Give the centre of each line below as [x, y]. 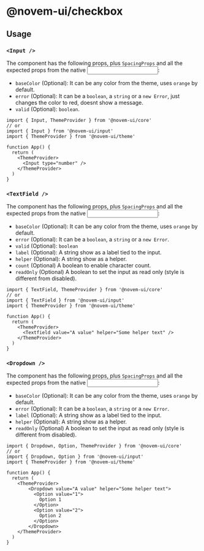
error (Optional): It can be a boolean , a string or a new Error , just [97, 96]
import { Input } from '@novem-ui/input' [60, 131]
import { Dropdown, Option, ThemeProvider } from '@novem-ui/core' [94, 446]
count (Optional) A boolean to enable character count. [83, 265]
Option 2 [50, 516]
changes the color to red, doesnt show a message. [79, 102]
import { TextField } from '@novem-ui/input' [65, 301]
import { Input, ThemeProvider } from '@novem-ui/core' [79, 120]
